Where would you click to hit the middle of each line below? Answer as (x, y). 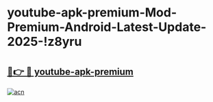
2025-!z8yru (45, 42)
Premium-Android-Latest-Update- (107, 27)
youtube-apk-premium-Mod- (92, 13)
